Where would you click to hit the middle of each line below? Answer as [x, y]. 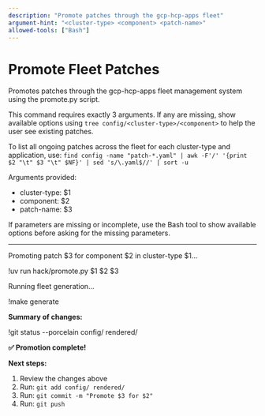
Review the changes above [63, 379]
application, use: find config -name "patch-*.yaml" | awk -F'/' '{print [128, 156]
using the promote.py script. [54, 99]
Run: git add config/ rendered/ [72, 387]
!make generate [34, 302]
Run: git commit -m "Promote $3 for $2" [86, 395]
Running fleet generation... [51, 287]
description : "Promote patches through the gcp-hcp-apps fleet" [116, 15]
